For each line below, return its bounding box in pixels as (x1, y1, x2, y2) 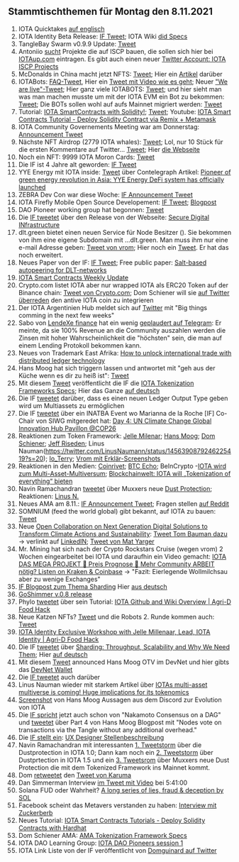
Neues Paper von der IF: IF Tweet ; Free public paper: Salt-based (18, 258, 207, 267)
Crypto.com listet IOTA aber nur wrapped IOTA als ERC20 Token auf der (18, 280, 229, 289)
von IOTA (18, 702, 45, 712)
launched (18, 182, 46, 191)
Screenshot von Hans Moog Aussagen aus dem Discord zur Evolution (18, 695, 222, 704)
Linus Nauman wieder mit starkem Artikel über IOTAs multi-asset (18, 680, 208, 689)
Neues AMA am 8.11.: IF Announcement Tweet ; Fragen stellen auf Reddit (18, 499, 230, 508)
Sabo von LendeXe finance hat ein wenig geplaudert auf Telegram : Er (18, 319, 222, 327)
